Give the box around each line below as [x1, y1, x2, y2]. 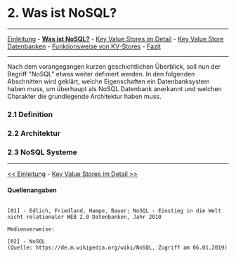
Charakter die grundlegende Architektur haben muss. [7, 92, 162, 100]
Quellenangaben [7, 186, 58, 194]
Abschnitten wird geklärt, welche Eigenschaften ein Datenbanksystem [7, 77, 210, 86]
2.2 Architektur [7, 128, 61, 138]
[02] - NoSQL [7, 238, 46, 245]
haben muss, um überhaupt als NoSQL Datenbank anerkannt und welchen [7, 84, 223, 93]
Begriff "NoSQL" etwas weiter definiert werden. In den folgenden [7, 69, 195, 78]
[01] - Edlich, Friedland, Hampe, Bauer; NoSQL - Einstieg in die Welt [7, 208, 221, 215]
